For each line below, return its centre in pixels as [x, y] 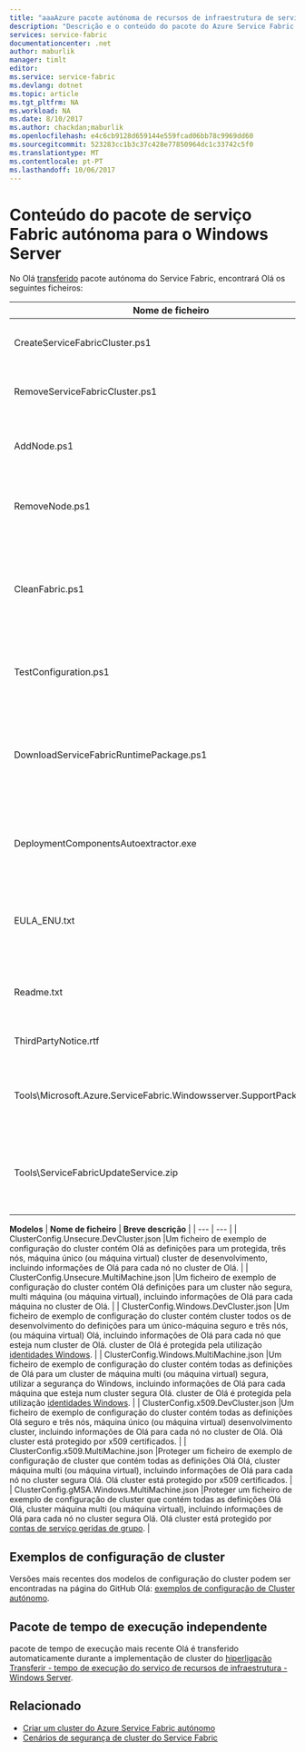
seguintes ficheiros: [46, 288]
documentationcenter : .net [60, 43]
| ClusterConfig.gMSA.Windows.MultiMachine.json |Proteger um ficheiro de [151, 1490]
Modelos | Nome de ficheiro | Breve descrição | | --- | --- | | [123, 1229]
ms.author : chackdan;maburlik [67, 128]
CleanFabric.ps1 [49, 589]
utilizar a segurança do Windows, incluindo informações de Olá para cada [148, 1384]
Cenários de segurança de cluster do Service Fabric [120, 1737]
